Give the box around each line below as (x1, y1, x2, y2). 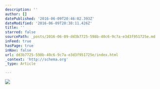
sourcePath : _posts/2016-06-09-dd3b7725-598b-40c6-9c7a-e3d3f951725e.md (5, 35, 156, 39)
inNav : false (5, 48, 32, 53)
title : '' (5, 25, 25, 30)
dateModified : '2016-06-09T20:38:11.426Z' (5, 20, 92, 26)
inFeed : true (5, 39, 32, 44)
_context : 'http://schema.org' (5, 57, 69, 62)
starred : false (5, 30, 36, 35)
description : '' (5, 7, 38, 12)
